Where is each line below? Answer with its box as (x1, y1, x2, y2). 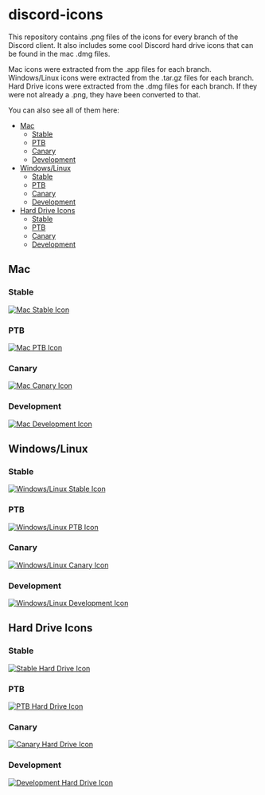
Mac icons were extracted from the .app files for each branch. (8, 64, 212, 73)
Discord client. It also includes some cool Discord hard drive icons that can (8, 40, 254, 49)
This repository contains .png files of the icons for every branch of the (8, 32, 239, 42)
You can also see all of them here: (8, 105, 119, 115)
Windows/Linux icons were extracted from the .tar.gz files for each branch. (8, 73, 255, 82)
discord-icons (8, 6, 103, 24)
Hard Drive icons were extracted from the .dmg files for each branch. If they (8, 81, 257, 91)
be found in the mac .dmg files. (8, 49, 111, 58)
